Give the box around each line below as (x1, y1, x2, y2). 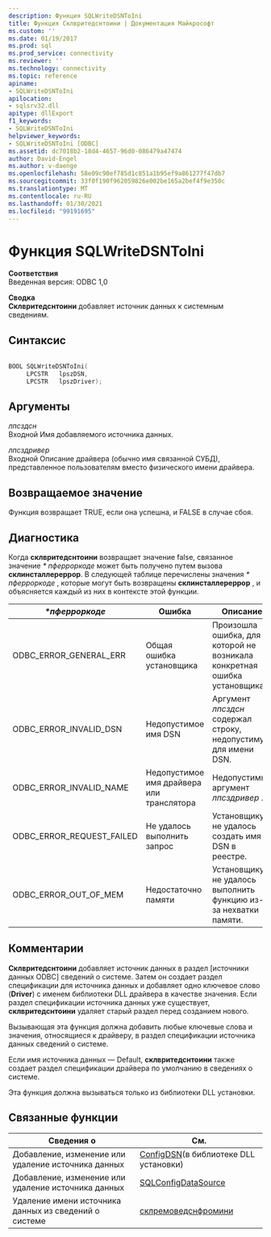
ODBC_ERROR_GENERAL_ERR (12, 650, 127, 661)
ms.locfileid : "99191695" (8, 207, 95, 215)
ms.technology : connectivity (8, 65, 106, 73)
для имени (212, 744, 254, 755)
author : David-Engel (8, 154, 78, 162)
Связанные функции (8, 1111, 119, 1125)
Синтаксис (8, 333, 66, 347)
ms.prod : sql (8, 42, 52, 50)
